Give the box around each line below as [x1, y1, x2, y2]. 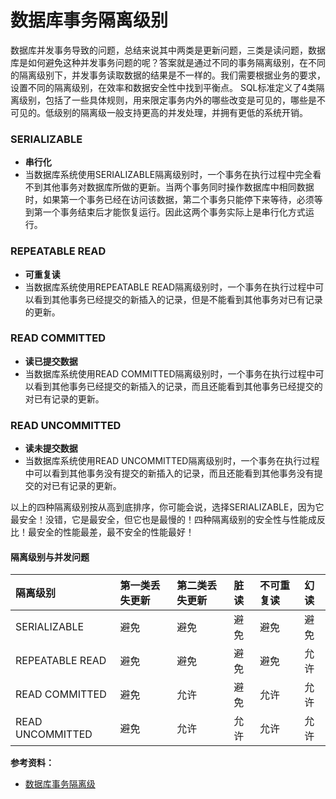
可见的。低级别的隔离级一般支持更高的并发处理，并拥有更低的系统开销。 [10, 106, 308, 118]
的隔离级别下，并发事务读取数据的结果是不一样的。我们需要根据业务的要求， [10, 69, 326, 81]
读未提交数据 [24, 442, 78, 455]
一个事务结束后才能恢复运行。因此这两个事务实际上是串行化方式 [42, 206, 306, 218]
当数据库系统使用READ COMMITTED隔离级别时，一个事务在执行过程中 [24, 367, 316, 380]
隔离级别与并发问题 [10, 551, 90, 563]
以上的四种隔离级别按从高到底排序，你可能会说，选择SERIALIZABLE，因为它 [10, 501, 325, 513]
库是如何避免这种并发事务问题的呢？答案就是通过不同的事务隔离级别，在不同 [10, 56, 326, 68]
